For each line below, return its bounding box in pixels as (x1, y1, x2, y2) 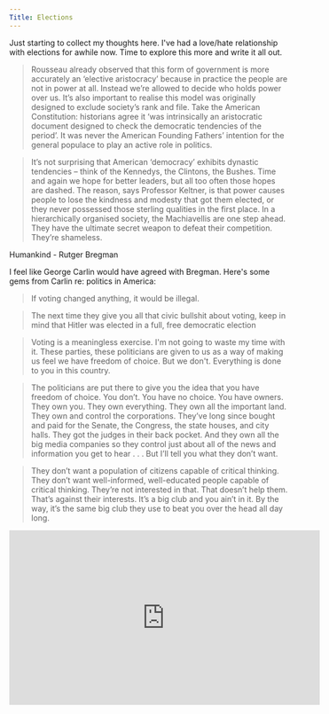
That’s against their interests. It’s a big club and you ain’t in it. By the (30, 493, 279, 504)
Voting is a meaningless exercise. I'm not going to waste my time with (30, 336, 286, 347)
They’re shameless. (30, 231, 103, 242)
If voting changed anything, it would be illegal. (30, 293, 200, 303)
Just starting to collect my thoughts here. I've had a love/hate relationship (9, 37, 278, 48)
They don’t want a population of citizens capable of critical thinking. (30, 465, 279, 475)
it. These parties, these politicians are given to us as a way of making (30, 346, 284, 357)
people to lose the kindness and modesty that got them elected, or (30, 194, 275, 205)
